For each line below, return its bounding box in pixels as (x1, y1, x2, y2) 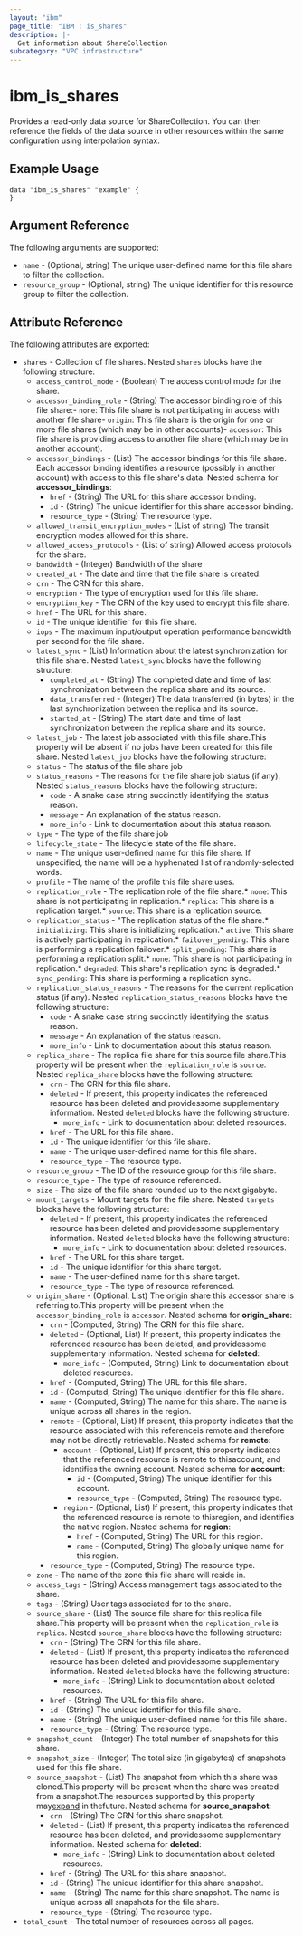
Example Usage (9, 161, 99, 177)
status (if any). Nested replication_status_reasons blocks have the (35, 991, 288, 1002)
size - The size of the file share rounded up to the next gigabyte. (35, 1184, 278, 1195)
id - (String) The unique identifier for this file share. (49, 1704, 241, 1715)
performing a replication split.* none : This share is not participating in (35, 953, 292, 964)
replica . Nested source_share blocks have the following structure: (35, 1627, 283, 1638)
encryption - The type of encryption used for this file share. (35, 587, 259, 598)
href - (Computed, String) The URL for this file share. (49, 1376, 248, 1387)
